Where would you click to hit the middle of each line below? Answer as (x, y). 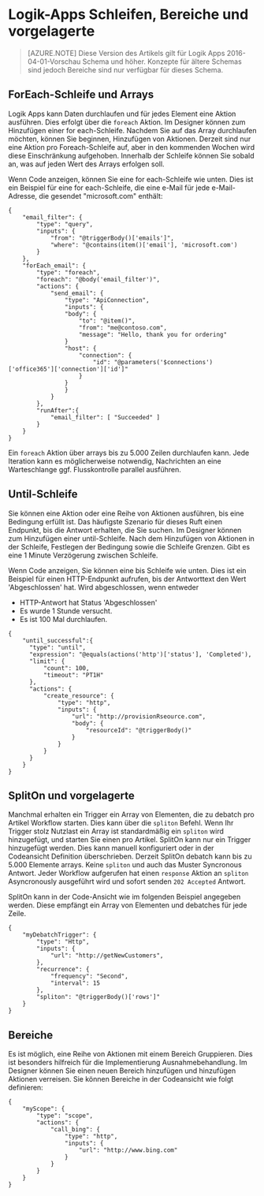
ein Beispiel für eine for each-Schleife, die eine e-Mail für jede (109, 188)
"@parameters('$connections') (164, 362)
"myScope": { (44, 1109)
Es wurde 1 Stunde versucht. (66, 611)
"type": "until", (58, 647)
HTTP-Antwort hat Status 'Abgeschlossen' (88, 602)
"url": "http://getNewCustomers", (107, 956)
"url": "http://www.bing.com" (128, 1150)
